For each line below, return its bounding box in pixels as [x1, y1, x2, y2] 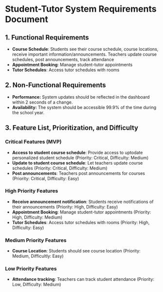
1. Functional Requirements [5, 33, 89, 42]
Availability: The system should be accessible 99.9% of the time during [12, 104, 157, 110]
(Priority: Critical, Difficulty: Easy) [12, 175, 79, 181]
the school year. [12, 109, 45, 115]
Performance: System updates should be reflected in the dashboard [12, 94, 150, 100]
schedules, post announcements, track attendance [12, 57, 114, 62]
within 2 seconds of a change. [12, 99, 73, 105]
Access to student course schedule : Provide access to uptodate [12, 149, 143, 155]
